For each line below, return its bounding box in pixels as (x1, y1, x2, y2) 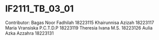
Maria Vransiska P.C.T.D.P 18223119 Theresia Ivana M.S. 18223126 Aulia (5, 24, 153, 30)
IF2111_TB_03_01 (5, 3, 74, 14)
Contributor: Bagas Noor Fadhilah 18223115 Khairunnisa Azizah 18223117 (5, 19, 155, 25)
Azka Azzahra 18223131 (5, 30, 54, 36)
